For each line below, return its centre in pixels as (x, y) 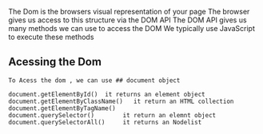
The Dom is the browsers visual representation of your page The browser (129, 12)
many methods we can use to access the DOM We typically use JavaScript (132, 28)
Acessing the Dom (55, 62)
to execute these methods (51, 37)
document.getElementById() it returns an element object (107, 94)
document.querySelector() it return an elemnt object (112, 115)
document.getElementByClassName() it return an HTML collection (121, 101)
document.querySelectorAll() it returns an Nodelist (105, 122)
